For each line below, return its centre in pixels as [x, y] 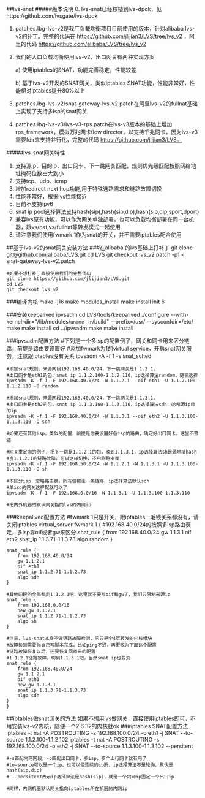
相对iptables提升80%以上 [53, 90]
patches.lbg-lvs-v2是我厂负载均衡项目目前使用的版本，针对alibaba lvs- [105, 28]
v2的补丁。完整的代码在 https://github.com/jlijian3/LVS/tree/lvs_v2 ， [102, 36]
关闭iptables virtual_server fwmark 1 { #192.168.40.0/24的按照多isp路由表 [99, 525]
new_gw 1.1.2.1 [37, 610]
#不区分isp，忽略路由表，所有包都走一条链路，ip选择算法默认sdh [78, 481]
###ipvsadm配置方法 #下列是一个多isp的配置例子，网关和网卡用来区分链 [98, 341]
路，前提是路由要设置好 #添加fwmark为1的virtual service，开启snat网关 [96, 348]
